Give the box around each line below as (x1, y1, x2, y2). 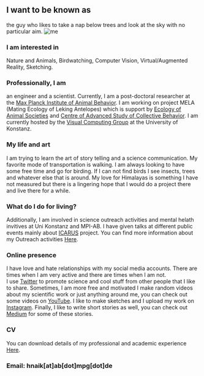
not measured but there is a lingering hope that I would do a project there (6, 180, 191, 187)
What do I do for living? (6, 202, 77, 211)
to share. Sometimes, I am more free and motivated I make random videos (6, 284, 193, 291)
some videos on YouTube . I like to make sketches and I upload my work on (6, 297, 195, 305)
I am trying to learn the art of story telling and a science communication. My (6, 154, 198, 162)
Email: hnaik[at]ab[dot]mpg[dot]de (6, 361, 113, 370)
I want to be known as (6, 5, 91, 15)
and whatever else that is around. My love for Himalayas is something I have (6, 174, 198, 181)
